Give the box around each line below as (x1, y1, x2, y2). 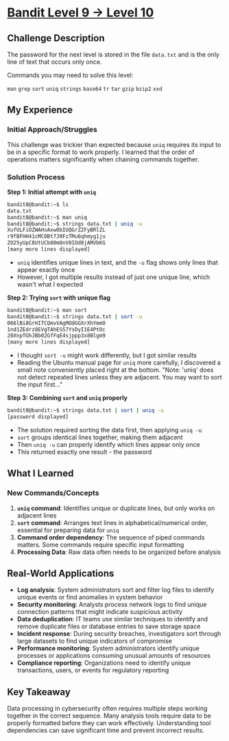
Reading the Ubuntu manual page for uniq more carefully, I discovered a (16, 359, 221, 367)
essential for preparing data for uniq (16, 526, 119, 534)
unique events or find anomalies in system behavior (16, 593, 163, 601)
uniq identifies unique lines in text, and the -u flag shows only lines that (16, 258, 218, 266)
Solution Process (7, 172, 65, 181)
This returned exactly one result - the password (16, 447, 152, 456)
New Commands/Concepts (7, 488, 99, 498)
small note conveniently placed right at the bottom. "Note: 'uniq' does (16, 366, 214, 374)
